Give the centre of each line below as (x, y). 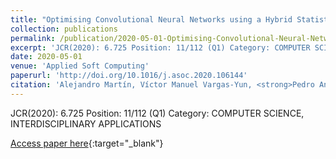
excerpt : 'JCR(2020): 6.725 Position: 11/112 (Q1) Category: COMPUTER (160, 47)
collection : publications (64, 29)
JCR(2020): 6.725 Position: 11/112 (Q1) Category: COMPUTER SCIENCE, (157, 113)
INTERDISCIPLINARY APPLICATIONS (86, 123)
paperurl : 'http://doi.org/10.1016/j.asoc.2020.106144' (129, 76)
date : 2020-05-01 (46, 57)
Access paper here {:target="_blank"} (87, 143)
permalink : (33, 38)
